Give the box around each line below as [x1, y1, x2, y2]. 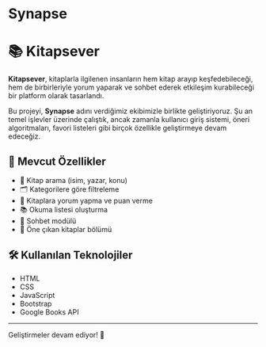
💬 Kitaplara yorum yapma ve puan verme [19, 196, 153, 205]
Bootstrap [19, 299, 52, 308]
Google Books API [19, 307, 79, 317]
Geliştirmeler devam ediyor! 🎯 [8, 330, 105, 339]
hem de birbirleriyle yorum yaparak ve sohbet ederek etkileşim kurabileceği [8, 82, 255, 92]
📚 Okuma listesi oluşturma [19, 204, 108, 214]
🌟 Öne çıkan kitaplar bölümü [19, 224, 112, 234]
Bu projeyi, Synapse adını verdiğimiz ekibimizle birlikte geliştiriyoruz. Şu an [8, 106, 253, 116]
